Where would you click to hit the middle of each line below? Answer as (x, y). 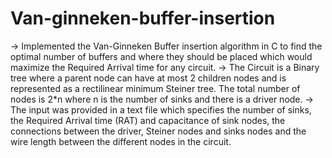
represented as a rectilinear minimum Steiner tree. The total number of (155, 88)
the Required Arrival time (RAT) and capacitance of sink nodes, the (148, 120)
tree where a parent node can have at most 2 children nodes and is (148, 78)
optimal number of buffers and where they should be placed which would (161, 56)
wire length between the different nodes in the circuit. (121, 141)
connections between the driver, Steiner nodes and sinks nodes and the (158, 131)
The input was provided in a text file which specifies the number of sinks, (161, 109)
